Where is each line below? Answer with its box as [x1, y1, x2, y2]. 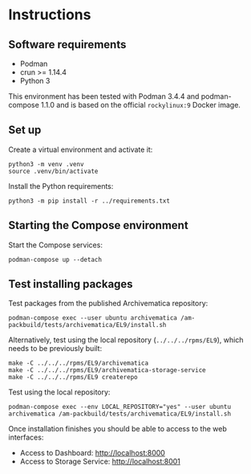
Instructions [8, 6, 91, 24]
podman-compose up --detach [8, 255, 103, 264]
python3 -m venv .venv [8, 160, 84, 168]
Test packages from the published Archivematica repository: [8, 299, 208, 309]
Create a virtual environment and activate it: [8, 145, 153, 154]
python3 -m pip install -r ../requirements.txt [8, 197, 171, 205]
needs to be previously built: [8, 344, 103, 353]
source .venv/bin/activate [8, 167, 99, 175]
